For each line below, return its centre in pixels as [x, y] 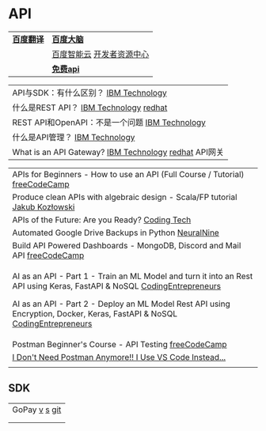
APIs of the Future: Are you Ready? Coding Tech [102, 220]
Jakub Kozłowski [44, 206]
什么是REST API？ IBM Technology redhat [90, 108]
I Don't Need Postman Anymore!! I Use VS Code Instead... [119, 357]
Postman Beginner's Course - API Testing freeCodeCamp [120, 344]
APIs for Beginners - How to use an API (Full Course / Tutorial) [128, 174]
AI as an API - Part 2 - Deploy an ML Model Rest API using [122, 304]
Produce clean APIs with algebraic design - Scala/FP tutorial [125, 197]
